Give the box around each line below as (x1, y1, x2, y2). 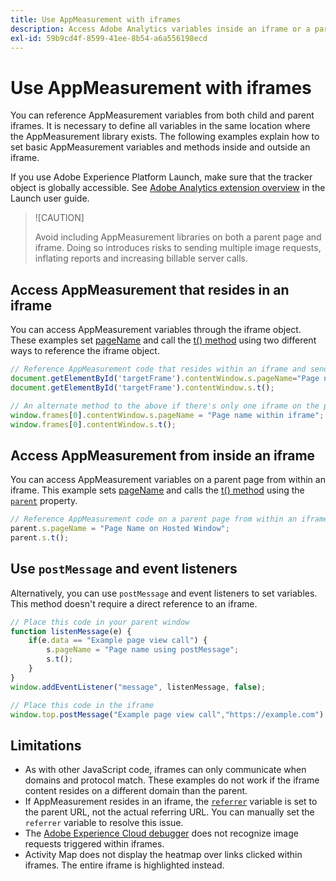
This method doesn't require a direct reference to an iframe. (10, 597, 258, 610)
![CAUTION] (34, 212, 85, 224)
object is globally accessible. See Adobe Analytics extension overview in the (10, 182, 326, 194)
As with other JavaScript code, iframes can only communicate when (24, 764, 307, 776)
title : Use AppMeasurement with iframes (10, 14, 182, 25)
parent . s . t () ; (10, 532, 70, 543)
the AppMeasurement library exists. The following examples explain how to (10, 131, 320, 143)
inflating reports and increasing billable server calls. (34, 252, 249, 265)
